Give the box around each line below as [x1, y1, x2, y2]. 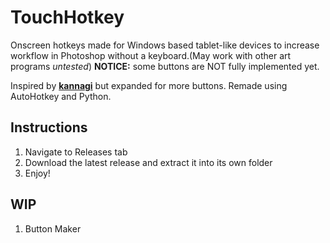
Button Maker [24, 222, 82, 235]
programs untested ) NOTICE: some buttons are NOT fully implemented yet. [10, 60, 320, 72]
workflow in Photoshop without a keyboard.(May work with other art [10, 49, 292, 61]
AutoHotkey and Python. [10, 90, 112, 102]
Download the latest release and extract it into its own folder [24, 156, 273, 168]
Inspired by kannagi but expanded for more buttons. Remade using [10, 79, 288, 91]
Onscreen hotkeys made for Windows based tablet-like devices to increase [10, 39, 320, 51]
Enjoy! [24, 167, 51, 179]
